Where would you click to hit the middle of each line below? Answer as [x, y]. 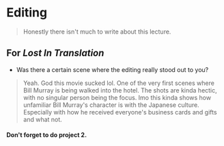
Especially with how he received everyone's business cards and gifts [120, 112]
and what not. [42, 119]
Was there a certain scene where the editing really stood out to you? [112, 69]
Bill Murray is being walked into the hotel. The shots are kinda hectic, [120, 90]
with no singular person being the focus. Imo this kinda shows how [117, 97]
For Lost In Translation [55, 53]
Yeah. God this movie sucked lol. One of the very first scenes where [118, 83]
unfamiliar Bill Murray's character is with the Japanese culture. [111, 105]
